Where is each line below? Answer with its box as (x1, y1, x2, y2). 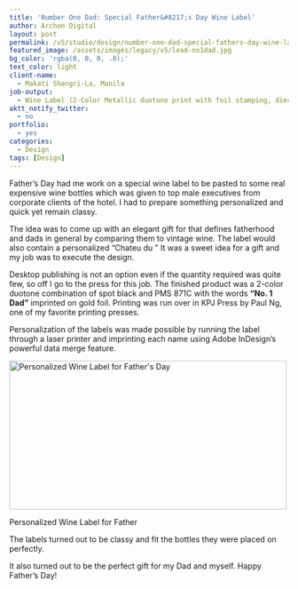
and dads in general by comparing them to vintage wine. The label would (9, 233, 276, 243)
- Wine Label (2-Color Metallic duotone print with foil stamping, (17, 95, 272, 105)
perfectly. (9, 543, 44, 553)
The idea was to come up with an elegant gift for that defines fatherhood (9, 223, 275, 234)
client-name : (9, 71, 58, 80)
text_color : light (9, 63, 77, 72)
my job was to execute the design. (9, 251, 135, 262)
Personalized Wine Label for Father (9, 516, 138, 527)
